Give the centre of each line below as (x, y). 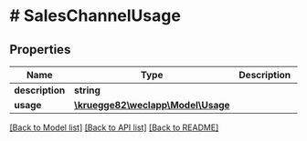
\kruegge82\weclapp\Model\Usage (152, 105)
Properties (40, 50)
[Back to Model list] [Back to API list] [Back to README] (114, 127)
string (87, 90)
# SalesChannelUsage (95, 16)
